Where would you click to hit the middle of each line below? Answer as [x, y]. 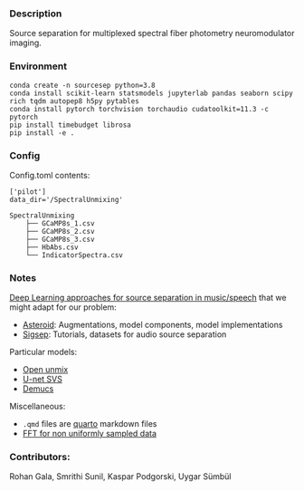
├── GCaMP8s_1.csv [60, 223]
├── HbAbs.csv [52, 247]
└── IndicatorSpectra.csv [75, 255]
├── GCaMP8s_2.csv [60, 231]
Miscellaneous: [38, 407]
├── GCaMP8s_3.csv [60, 239]
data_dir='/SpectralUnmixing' [66, 199]
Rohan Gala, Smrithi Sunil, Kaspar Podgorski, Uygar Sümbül [120, 477]
